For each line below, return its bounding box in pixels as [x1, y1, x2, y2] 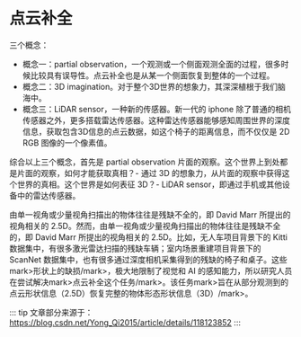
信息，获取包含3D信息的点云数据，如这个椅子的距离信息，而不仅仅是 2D [22, 126, 290, 137]
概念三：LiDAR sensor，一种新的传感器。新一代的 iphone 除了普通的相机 [22, 103, 292, 114]
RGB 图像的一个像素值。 [22, 137, 112, 148]
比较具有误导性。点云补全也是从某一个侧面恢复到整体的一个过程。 [30, 69, 275, 81]
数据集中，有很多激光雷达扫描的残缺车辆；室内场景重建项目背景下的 [9, 243, 261, 253]
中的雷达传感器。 [16, 190, 81, 200]
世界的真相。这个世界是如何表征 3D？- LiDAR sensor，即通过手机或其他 [16, 179, 283, 190]
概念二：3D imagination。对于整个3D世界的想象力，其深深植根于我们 [22, 81, 279, 92]
